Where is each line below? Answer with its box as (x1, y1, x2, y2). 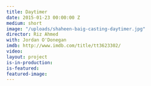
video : (6, 48, 23, 55)
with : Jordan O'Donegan (6, 37, 67, 43)
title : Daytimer (6, 8, 47, 15)
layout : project (6, 54, 47, 60)
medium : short (6, 20, 43, 26)
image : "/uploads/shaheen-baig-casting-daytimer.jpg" (6, 25, 146, 32)
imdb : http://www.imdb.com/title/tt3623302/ (6, 43, 121, 49)
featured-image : (6, 71, 47, 77)
